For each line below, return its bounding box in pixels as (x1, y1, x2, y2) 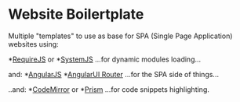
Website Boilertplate (8, 5, 144, 23)
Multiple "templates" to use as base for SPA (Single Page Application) (8, 31, 233, 40)
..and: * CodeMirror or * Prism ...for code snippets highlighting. (8, 84, 210, 94)
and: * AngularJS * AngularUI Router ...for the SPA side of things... (8, 69, 220, 79)
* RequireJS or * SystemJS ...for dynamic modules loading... (8, 55, 202, 64)
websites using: (8, 39, 59, 48)
